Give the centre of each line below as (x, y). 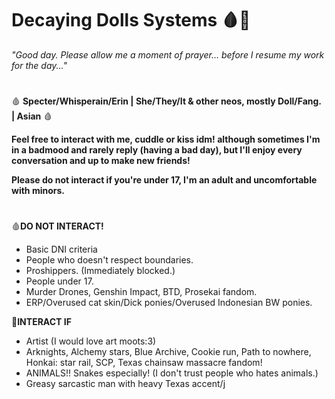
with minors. (38, 191)
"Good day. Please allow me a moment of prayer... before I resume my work (168, 54)
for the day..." (39, 65)
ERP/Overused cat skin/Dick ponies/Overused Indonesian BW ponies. (169, 303)
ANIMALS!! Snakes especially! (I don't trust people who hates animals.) (172, 373)
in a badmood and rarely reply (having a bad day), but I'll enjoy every (157, 150)
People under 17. (59, 281)
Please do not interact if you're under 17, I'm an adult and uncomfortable (164, 180)
